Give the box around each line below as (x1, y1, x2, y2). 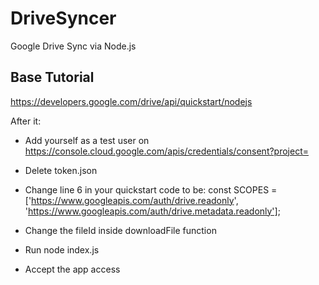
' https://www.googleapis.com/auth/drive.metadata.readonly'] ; (24, 205, 281, 217)
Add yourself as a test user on (24, 134, 150, 146)
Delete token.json (24, 164, 98, 176)
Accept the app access (24, 263, 121, 275)
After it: (10, 115, 42, 127)
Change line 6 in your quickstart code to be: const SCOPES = (24, 183, 278, 196)
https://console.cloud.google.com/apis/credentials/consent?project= (24, 145, 310, 157)
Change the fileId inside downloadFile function (24, 224, 217, 236)
